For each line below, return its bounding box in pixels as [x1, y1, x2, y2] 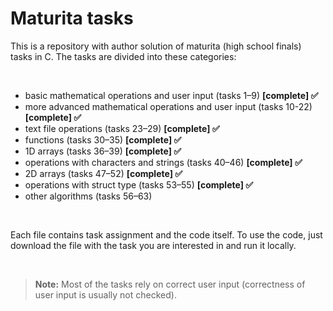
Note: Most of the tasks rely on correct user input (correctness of [34, 278, 306, 290]
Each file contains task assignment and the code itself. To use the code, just [10, 228, 323, 241]
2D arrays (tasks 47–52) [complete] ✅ [24, 167, 183, 179]
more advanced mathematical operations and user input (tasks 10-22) [24, 100, 313, 112]
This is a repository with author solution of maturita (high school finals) [10, 40, 302, 52]
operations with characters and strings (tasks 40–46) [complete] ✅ [24, 156, 303, 168]
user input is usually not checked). [34, 288, 177, 301]
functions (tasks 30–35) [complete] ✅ [24, 133, 182, 146]
